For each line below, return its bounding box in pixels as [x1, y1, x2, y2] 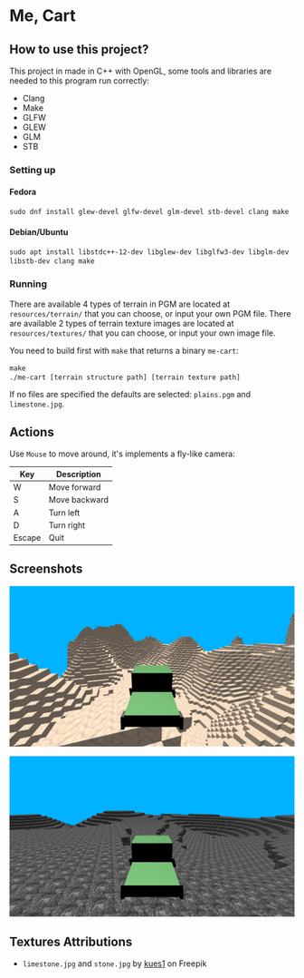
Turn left [48, 507, 81, 518]
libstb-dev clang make [9, 257, 95, 266]
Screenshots [9, 562, 83, 577]
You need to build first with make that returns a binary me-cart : [9, 345, 239, 356]
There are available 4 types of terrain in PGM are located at [9, 298, 231, 309]
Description [55, 468, 101, 479]
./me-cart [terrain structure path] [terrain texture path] [9, 373, 242, 382]
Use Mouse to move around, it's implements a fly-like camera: [9, 448, 235, 459]
